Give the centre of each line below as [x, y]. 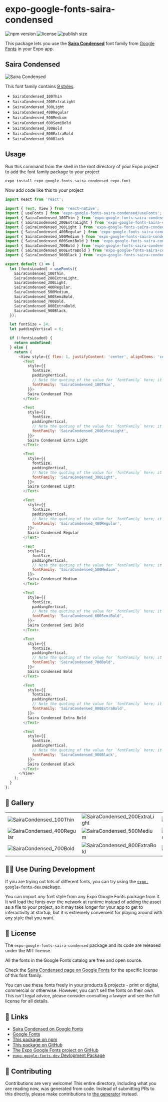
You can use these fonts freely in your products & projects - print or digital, [82, 985]
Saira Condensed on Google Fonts [48, 1029]
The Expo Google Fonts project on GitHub [55, 1050]
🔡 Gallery [20, 803]
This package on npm [35, 1039]
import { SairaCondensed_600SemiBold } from [52, 241]
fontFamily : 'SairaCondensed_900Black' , [74, 755]
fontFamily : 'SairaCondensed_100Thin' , [73, 385]
